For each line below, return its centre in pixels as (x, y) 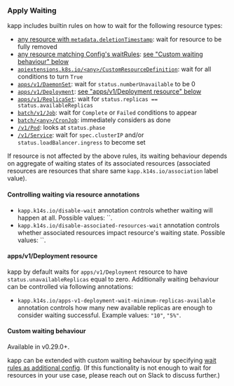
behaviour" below (43, 62)
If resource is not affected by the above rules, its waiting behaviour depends (117, 156)
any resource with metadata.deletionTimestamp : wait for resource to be (119, 39)
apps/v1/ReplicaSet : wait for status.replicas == (88, 99)
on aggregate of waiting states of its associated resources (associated (109, 164)
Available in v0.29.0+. (39, 347)
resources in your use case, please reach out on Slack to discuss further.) (114, 375)
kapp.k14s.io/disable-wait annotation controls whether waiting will (115, 210)
